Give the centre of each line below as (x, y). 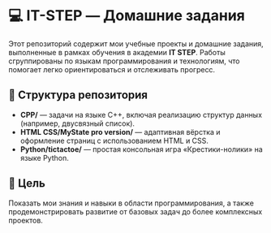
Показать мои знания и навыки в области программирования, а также (131, 203)
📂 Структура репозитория (78, 95)
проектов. (26, 220)
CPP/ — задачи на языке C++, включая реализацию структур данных (141, 114)
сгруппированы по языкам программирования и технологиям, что (124, 61)
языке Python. (44, 157)
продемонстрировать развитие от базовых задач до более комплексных (135, 211)
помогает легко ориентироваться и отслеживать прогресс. (112, 69)
